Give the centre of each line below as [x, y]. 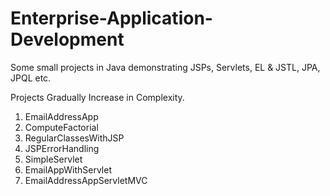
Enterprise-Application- [111, 18]
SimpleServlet [53, 159]
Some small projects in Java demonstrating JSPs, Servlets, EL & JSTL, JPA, [165, 67]
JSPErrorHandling [62, 148]
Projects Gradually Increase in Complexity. [97, 97]
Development [67, 39]
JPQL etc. [31, 78]
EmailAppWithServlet [68, 169]
